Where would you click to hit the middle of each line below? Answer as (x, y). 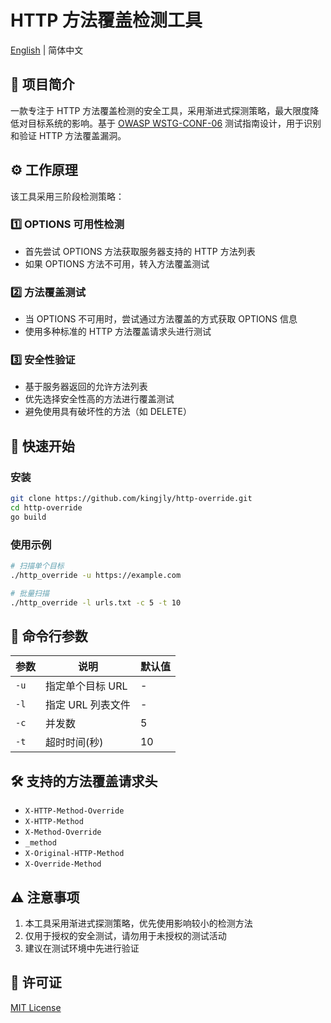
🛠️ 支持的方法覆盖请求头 (84, 781)
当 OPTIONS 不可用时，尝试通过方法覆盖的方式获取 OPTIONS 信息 (161, 319)
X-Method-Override (63, 832)
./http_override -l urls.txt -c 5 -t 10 (96, 602)
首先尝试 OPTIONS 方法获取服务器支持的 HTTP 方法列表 (140, 251)
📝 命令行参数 (49, 636)
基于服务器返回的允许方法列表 (86, 387)
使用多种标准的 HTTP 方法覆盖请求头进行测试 (118, 332)
